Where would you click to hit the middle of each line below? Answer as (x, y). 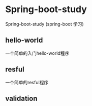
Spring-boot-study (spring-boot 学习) (44, 24)
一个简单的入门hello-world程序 (37, 53)
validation (21, 98)
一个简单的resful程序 (27, 82)
